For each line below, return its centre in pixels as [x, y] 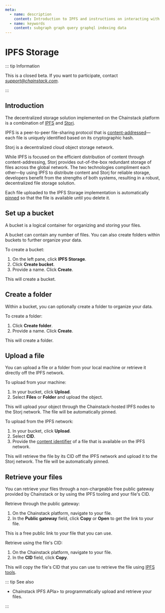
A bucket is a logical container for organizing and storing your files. [73, 225]
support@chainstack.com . [32, 81]
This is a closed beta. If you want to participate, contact [62, 76]
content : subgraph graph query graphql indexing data [70, 28]
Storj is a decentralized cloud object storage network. [60, 147]
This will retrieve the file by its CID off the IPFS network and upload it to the [81, 456]
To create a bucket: [25, 249]
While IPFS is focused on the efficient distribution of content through [75, 157]
